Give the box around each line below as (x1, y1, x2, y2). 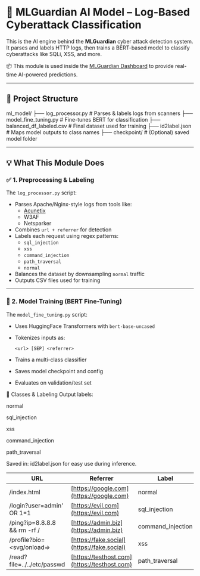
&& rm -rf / (9, 526, 40, 534)
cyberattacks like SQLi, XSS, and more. (6, 50, 102, 57)
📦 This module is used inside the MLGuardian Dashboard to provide (6, 62, 174, 69)
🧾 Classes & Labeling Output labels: (6, 391, 93, 398)
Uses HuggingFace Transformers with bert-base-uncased (14, 322, 155, 330)
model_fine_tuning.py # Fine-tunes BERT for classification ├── (6, 116, 161, 123)
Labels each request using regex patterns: (14, 233, 119, 240)
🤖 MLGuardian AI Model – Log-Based (6, 5, 190, 19)
